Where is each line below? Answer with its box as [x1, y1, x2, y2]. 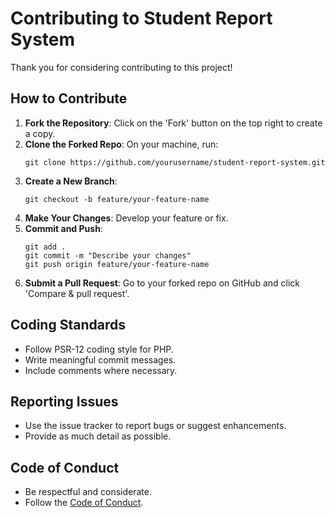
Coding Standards [10, 317, 126, 334]
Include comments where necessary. [24, 364, 178, 376]
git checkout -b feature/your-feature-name [24, 194, 210, 204]
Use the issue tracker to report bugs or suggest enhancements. [24, 420, 287, 432]
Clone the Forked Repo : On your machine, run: [24, 138, 219, 150]
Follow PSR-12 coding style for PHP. [24, 343, 174, 355]
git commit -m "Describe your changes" [24, 250, 192, 261]
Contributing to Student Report [10, 7, 273, 30]
